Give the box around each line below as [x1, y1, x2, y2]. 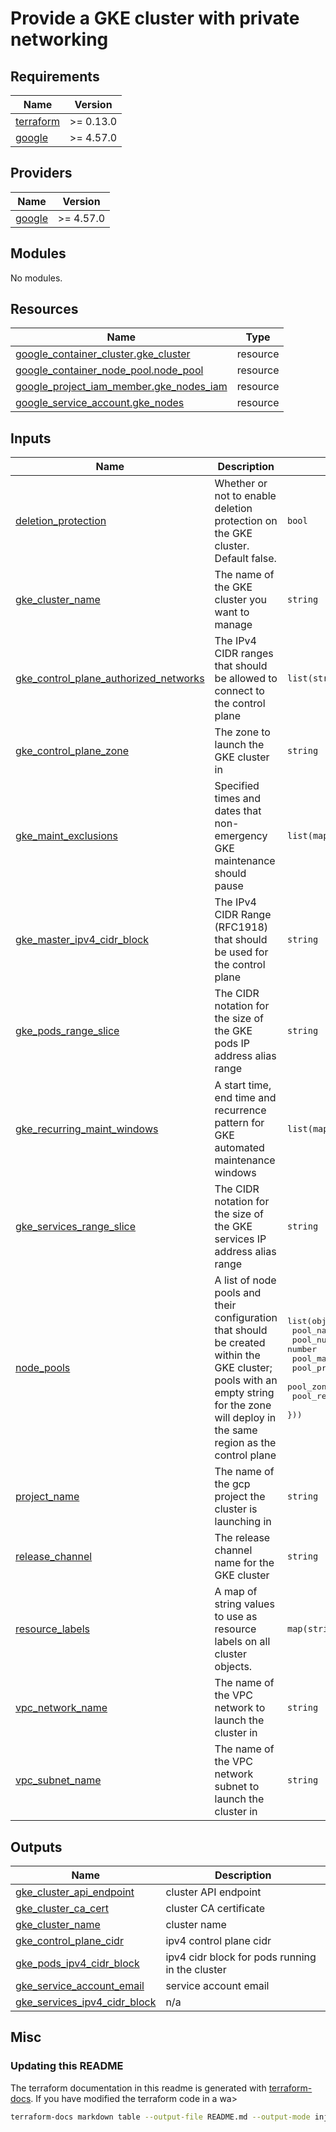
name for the [214, 1556, 275, 1570]
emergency [214, 829, 268, 843]
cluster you [214, 593, 267, 607]
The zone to [214, 725, 271, 739]
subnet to [214, 1780, 260, 1794]
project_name [15, 1490, 80, 1504]
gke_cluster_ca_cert [15, 1902, 110, 1916]
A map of [214, 1585, 258, 1599]
